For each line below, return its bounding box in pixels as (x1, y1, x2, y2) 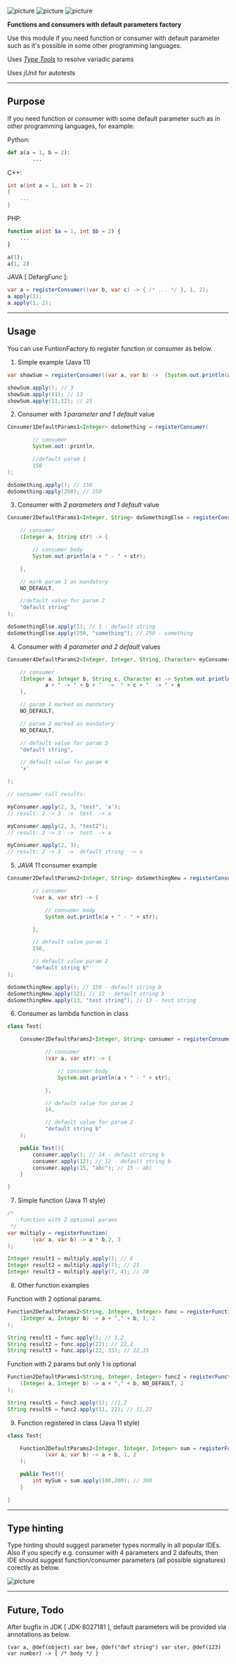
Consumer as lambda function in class (17, 1010, 129, 1018)
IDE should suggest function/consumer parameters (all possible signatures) (7, 1556, 226, 1565)
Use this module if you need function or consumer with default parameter (7, 34, 220, 42)
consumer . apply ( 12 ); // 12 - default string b (32, 1157, 171, 1164)
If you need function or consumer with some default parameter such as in (7, 114, 221, 122)
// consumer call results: (7, 791, 86, 798)
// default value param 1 (32, 939, 109, 946)
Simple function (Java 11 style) (17, 1196, 106, 1205)
